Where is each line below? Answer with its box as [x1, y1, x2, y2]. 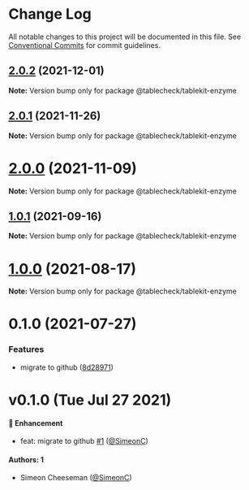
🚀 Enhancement [8, 418, 63, 427]
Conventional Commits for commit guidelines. [8, 40, 161, 50]
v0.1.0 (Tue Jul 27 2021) [8, 391, 172, 409]
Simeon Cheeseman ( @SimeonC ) [19, 473, 132, 483]
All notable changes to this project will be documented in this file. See [8, 32, 242, 41]
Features [8, 344, 45, 355]
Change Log [8, 5, 92, 24]
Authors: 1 [8, 454, 45, 464]
